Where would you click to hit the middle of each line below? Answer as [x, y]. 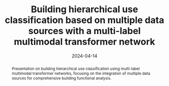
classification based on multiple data [84, 20]
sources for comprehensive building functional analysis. [62, 78]
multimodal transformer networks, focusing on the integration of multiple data [81, 73]
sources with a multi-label [84, 31]
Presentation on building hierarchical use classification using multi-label [76, 68]
